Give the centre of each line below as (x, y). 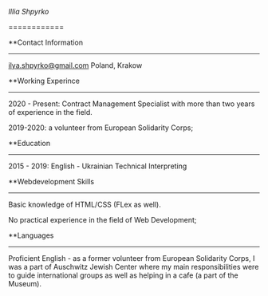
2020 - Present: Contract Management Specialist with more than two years (132, 104)
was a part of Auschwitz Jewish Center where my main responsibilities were (134, 267)
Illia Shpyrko (29, 12)
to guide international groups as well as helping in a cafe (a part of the (123, 275)
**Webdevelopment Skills (51, 182)
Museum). (25, 284)
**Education (29, 143)
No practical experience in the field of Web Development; (102, 220)
